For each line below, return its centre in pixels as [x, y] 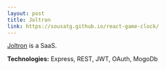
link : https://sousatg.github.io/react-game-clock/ [83, 26]
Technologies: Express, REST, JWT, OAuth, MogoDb [83, 59]
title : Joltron [29, 20]
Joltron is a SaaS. [32, 46]
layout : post [26, 13]
